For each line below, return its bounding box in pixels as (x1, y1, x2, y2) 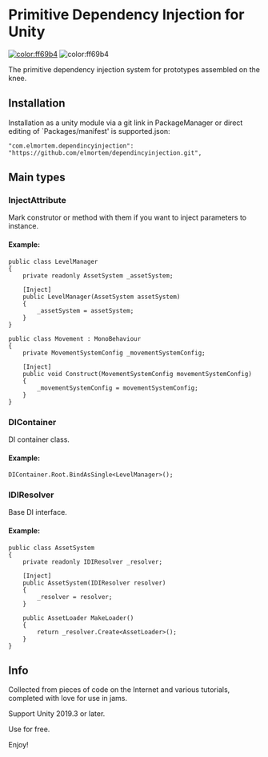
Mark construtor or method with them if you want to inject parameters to (8, 213, 246, 222)
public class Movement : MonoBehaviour (8, 334, 142, 342)
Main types (8, 171, 66, 184)
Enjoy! (8, 740, 30, 750)
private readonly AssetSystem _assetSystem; (22, 271, 174, 280)
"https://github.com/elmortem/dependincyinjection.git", (8, 148, 202, 157)
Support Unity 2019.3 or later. (8, 709, 106, 719)
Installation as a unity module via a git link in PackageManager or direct (8, 118, 243, 128)
